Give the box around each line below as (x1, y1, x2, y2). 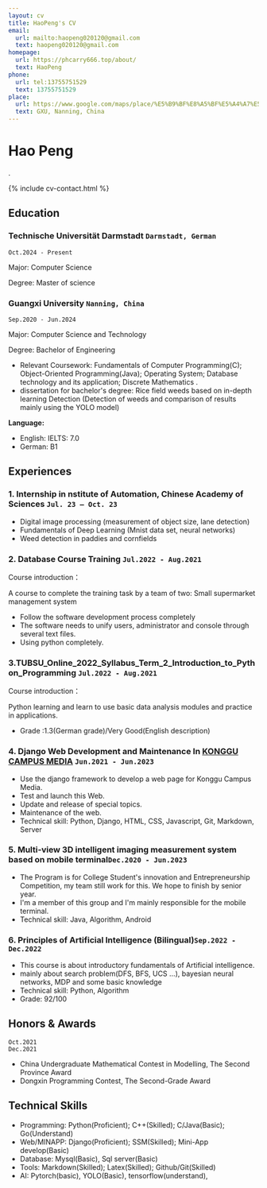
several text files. (19, 629, 76, 638)
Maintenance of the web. (19, 807, 102, 817)
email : (8, 26, 30, 34)
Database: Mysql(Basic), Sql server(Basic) (19, 1154, 158, 1163)
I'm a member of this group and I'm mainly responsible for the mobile (19, 897, 246, 907)
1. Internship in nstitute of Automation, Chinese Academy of (8, 489, 244, 500)
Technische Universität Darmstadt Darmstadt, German (8, 230, 217, 242)
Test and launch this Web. (19, 791, 105, 800)
